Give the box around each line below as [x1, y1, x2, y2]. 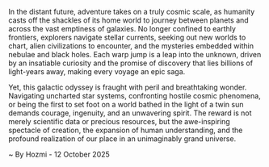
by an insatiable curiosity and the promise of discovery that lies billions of [8, 58, 253, 68]
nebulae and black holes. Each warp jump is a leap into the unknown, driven [8, 50, 262, 59]
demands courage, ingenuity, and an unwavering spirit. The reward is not [8, 108, 252, 118]
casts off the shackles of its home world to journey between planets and [8, 15, 249, 25]
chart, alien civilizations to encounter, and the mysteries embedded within [8, 41, 254, 51]
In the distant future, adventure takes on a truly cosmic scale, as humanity [8, 7, 255, 16]
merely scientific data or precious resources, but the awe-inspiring [8, 117, 230, 126]
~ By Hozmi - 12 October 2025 [8, 149, 111, 159]
